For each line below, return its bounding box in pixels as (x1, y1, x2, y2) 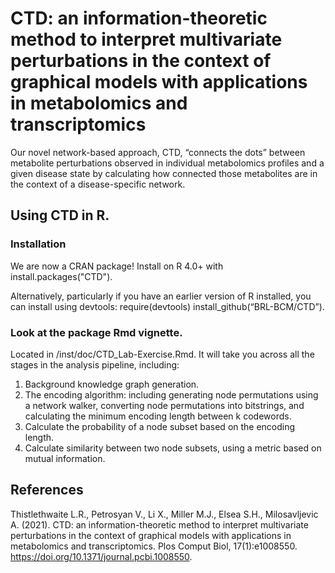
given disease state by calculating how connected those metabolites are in (10, 167, 318, 179)
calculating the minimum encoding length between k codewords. (24, 410, 292, 422)
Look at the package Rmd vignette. (10, 325, 183, 339)
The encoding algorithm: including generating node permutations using (24, 388, 319, 401)
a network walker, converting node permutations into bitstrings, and (24, 399, 305, 411)
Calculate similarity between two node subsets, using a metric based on (24, 442, 322, 454)
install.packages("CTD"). (10, 270, 113, 282)
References (10, 482, 84, 499)
